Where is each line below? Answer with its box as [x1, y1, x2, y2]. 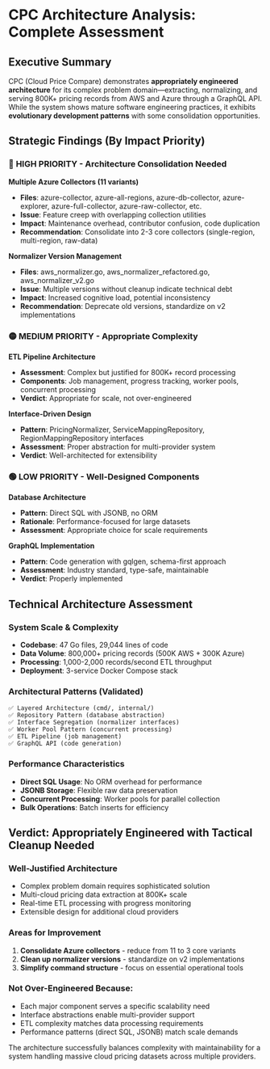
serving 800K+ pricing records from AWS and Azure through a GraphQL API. [8, 94, 262, 103]
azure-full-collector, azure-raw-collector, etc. [51, 201, 202, 211]
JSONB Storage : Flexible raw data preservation [19, 785, 178, 795]
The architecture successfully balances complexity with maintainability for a [8, 1042, 261, 1052]
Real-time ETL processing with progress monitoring [19, 898, 192, 908]
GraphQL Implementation [8, 541, 95, 551]
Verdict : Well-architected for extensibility [19, 450, 158, 460]
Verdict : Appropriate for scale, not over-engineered [19, 393, 192, 403]
